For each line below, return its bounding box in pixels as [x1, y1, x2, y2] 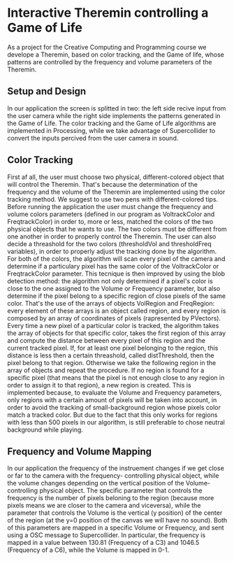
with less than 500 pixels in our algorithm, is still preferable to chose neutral [7, 418, 225, 426]
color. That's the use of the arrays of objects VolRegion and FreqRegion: [7, 299, 215, 307]
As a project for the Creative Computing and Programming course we [7, 43, 207, 51]
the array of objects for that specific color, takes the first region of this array [7, 329, 226, 337]
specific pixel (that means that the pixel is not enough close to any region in [7, 373, 225, 382]
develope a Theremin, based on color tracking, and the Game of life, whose [7, 50, 225, 59]
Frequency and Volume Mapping [7, 446, 152, 457]
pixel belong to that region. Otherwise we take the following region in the [7, 358, 217, 367]
